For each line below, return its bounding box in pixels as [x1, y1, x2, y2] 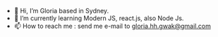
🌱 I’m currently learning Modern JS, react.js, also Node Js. [13, 14, 184, 22]
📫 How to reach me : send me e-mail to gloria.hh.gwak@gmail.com [13, 22, 212, 30]
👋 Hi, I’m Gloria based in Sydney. [13, 7, 109, 15]
